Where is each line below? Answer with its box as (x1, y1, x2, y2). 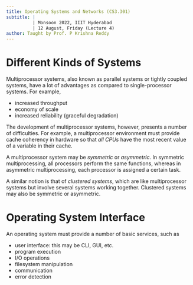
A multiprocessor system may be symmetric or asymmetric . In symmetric (6, 154, 185, 161)
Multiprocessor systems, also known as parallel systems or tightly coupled (6, 76, 188, 83)
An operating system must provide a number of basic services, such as (6, 231, 179, 237)
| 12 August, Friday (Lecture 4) (32, 25, 115, 31)
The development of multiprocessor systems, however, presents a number (6, 123, 187, 130)
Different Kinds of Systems (6, 56, 142, 70)
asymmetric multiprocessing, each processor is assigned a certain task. (6, 166, 181, 173)
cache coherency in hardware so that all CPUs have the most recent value (6, 136, 187, 143)
